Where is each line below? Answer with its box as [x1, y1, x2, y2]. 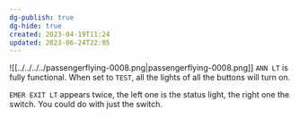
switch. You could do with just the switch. [9, 99, 163, 110]
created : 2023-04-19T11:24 [9, 29, 110, 38]
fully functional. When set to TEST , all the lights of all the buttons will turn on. [9, 72, 291, 83]
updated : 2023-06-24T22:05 [9, 38, 110, 47]
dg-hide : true [9, 21, 63, 30]
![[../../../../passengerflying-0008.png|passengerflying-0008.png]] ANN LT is [9, 63, 289, 73]
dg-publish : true [9, 13, 75, 22]
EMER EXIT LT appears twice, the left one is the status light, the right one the [9, 89, 290, 100]
